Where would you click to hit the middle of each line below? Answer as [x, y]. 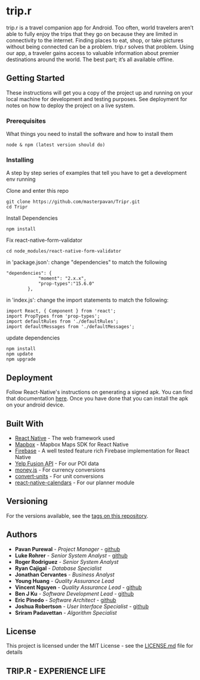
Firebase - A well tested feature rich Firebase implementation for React [102, 451]
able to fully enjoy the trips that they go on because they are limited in [92, 34]
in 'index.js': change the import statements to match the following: [87, 300]
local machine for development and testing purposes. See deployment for [97, 99]
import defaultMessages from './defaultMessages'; [70, 327]
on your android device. [36, 405]
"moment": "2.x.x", [62, 279]
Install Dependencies [32, 218]
